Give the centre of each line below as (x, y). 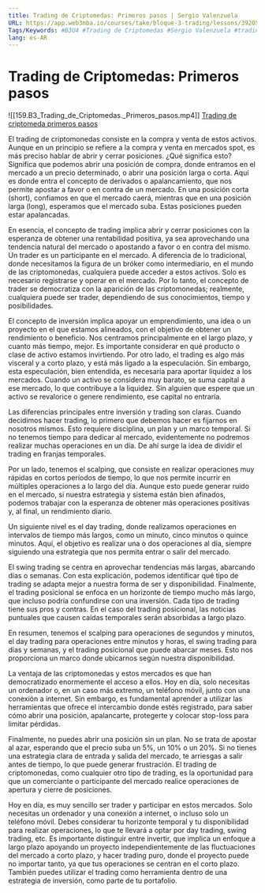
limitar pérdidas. (34, 724)
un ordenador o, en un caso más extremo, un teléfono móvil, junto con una (129, 691)
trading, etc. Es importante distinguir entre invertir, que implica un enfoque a (132, 838)
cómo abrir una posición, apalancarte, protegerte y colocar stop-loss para (129, 716)
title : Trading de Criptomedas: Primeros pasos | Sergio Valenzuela (123, 15)
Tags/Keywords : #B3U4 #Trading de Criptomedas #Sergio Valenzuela (119, 30)
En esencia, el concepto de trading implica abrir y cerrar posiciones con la (129, 230)
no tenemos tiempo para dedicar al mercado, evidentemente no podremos (129, 437)
